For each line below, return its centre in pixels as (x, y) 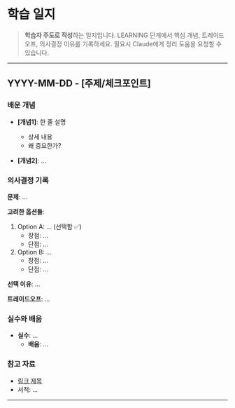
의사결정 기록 (28, 180)
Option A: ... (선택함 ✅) (49, 226)
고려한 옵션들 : (26, 212)
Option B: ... (34, 252)
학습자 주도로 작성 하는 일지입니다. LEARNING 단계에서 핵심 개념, (112, 35)
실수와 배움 (25, 318)
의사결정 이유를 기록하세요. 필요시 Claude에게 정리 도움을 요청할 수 (131, 43)
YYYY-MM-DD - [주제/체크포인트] (79, 84)
